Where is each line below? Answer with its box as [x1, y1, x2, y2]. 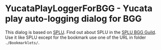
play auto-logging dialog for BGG [5, 13, 142, 24]
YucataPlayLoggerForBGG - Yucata [5, 3, 153, 14]
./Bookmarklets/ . [5, 39, 40, 45]
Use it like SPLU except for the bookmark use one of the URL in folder [5, 34, 146, 40]
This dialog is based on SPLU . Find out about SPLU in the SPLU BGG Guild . [5, 29, 157, 35]
